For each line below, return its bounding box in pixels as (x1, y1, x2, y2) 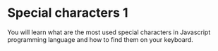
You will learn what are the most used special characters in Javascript (7, 28, 211, 36)
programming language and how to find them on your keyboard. (7, 35, 194, 43)
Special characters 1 (7, 5, 128, 21)
